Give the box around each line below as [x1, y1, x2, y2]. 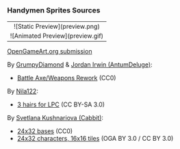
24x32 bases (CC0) [16, 126, 73, 135]
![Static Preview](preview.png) [13, 23, 101, 31]
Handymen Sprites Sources [7, 5, 101, 15]
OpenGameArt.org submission [7, 47, 92, 55]
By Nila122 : [7, 87, 39, 95]
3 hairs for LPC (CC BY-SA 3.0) [16, 100, 105, 108]
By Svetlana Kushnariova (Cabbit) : [7, 113, 104, 122]
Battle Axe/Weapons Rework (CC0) [16, 73, 116, 82]
